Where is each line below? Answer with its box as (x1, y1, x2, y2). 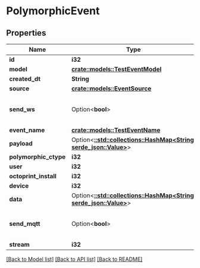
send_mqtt (9, 220, 40, 228)
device (9, 182, 29, 190)
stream (9, 241, 30, 248)
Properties (6, 28, 46, 38)
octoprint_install (9, 172, 57, 180)
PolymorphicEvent (6, 4, 100, 18)
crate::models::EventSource (71, 84, 152, 93)
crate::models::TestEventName (71, 126, 161, 134)
